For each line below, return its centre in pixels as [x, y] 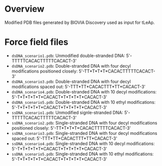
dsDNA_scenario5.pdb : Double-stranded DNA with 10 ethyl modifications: [83, 102]
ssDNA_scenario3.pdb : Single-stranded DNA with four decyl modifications [84, 133]
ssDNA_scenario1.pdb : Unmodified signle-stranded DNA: [67, 112]
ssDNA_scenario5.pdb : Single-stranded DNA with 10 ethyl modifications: [82, 154]
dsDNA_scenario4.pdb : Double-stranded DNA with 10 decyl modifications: [84, 92]
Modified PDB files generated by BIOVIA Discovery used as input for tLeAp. [80, 22]
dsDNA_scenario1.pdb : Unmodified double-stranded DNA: [68, 55]
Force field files [36, 42]
